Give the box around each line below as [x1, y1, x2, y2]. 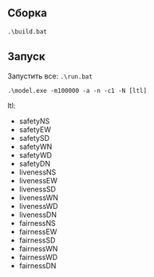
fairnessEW [18, 227, 57, 236]
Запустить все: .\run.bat [7, 71, 93, 81]
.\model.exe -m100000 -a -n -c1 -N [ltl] [7, 86, 148, 94]
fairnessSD [18, 235, 56, 245]
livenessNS [18, 167, 57, 177]
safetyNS [18, 116, 50, 126]
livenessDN [18, 210, 57, 219]
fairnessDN [18, 260, 57, 271]
